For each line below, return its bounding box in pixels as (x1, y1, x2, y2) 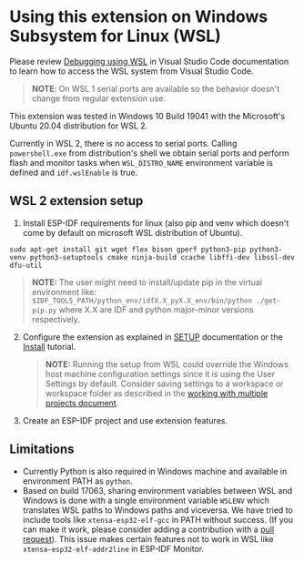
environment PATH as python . (22, 476, 134, 486)
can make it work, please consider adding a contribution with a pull (22, 524, 275, 535)
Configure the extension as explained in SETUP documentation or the (22, 331, 284, 343)
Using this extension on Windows (9, 6, 269, 27)
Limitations (9, 442, 75, 457)
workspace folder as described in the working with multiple (45, 387, 269, 398)
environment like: (31, 286, 97, 297)
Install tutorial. (22, 341, 76, 352)
